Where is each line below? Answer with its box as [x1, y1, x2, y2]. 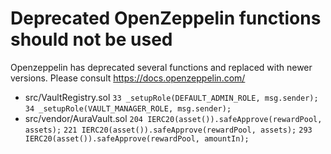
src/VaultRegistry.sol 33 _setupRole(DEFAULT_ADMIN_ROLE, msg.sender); [24, 91, 319, 103]
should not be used [10, 28, 173, 51]
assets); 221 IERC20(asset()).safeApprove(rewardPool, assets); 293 [24, 125, 313, 135]
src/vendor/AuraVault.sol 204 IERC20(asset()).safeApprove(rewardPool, [24, 112, 323, 124]
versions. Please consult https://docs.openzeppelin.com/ [10, 72, 246, 84]
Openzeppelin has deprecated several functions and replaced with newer [10, 61, 313, 73]
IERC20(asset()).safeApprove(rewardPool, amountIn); [24, 133, 250, 144]
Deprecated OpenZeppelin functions [10, 7, 322, 30]
